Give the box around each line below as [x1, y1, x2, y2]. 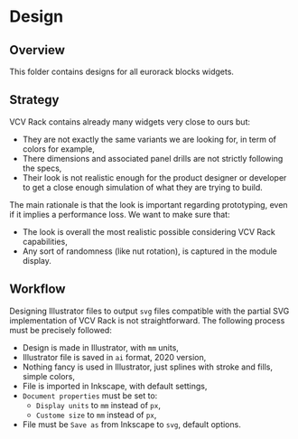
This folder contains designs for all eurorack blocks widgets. [9, 66, 235, 77]
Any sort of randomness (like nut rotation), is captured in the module [22, 246, 277, 257]
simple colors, [22, 370, 75, 381]
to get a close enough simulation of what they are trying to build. [22, 182, 264, 192]
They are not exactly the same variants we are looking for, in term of [22, 134, 277, 145]
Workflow [9, 282, 66, 297]
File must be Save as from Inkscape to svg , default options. [22, 418, 241, 430]
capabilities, [22, 236, 68, 247]
